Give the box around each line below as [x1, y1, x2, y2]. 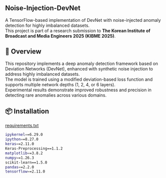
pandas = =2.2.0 [5, 165, 35, 170]
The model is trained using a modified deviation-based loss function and [5, 76, 153, 82]
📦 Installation [5, 107, 49, 116]
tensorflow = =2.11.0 [5, 169, 45, 174]
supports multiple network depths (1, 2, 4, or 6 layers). [5, 81, 116, 87]
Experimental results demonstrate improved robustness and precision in [5, 87, 152, 93]
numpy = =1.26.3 [5, 155, 35, 160]
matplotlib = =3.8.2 [5, 151, 43, 156]
